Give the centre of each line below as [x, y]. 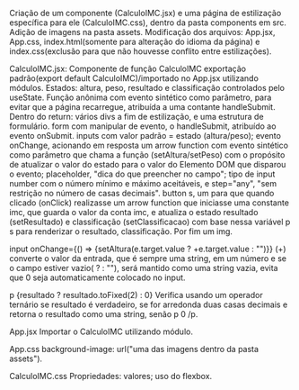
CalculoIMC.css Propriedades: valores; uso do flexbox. [111, 376]
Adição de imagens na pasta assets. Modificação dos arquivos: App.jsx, [142, 32]
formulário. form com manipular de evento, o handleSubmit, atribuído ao [143, 126]
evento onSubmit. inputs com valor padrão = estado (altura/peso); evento [145, 136]
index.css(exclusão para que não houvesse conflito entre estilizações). [141, 51]
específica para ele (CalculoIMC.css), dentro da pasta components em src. [148, 23]
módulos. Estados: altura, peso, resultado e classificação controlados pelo [147, 88]
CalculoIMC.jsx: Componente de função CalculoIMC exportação [128, 68]
